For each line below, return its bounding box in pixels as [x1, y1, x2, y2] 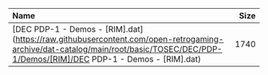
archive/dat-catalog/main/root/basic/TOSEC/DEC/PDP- [12, 44, 223, 54]
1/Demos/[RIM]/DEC [12, 53, 90, 65]
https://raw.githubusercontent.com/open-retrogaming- [15, 34, 224, 45]
